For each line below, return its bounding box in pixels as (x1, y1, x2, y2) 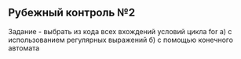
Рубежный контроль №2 (8, 6, 136, 19)
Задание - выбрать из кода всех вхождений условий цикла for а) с (8, 26, 232, 36)
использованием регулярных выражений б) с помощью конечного (8, 35, 234, 44)
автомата (8, 43, 40, 53)
